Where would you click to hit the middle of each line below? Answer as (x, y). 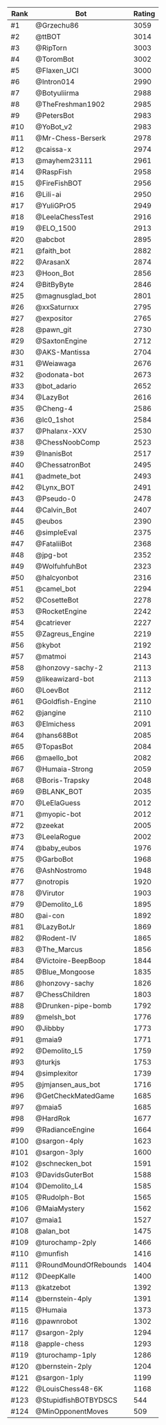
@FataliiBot (54, 544)
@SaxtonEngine (62, 341)
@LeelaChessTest (65, 217)
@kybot (48, 645)
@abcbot (50, 240)
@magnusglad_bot (66, 296)
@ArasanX (53, 262)
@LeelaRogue (58, 837)
